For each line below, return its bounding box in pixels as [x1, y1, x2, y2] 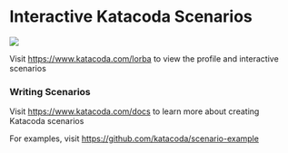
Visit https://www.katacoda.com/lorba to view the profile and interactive [9, 53, 279, 64]
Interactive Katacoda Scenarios [9, 6, 253, 27]
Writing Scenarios [9, 85, 91, 98]
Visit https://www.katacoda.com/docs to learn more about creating [9, 106, 260, 117]
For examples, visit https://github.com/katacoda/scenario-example [9, 133, 259, 144]
